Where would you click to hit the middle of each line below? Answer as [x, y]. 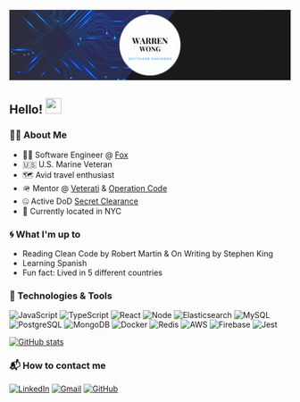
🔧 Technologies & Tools [61, 296]
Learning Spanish [54, 263]
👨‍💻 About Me [38, 135]
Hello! [26, 109]
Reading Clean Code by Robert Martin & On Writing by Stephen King [148, 253]
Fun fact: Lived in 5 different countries [92, 272]
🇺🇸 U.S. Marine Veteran [67, 164]
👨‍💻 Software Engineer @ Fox [75, 155]
